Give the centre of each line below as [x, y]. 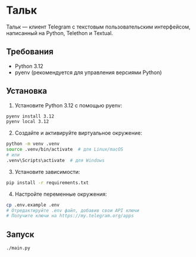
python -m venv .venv [33, 144]
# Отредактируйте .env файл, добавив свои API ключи [73, 210]
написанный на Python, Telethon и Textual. [60, 33]
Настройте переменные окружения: [61, 194]
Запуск [20, 234]
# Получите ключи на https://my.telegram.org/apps [70, 216]
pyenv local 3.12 [28, 122]
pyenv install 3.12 [30, 116]
